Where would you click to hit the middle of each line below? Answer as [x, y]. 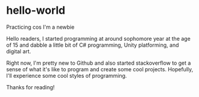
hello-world [36, 10]
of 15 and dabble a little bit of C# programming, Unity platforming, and [93, 45]
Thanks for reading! [31, 87]
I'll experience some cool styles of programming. [67, 75]
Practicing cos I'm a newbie [40, 27]
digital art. [19, 51]
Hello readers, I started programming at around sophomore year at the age [98, 38]
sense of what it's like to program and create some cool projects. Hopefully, [100, 69]
